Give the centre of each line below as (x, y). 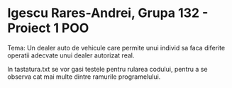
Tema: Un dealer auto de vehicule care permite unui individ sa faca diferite (116, 48)
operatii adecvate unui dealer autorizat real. (71, 55)
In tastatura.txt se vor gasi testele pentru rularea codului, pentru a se (107, 69)
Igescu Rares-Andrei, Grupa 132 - (108, 13)
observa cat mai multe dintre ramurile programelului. (84, 77)
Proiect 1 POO (48, 28)
